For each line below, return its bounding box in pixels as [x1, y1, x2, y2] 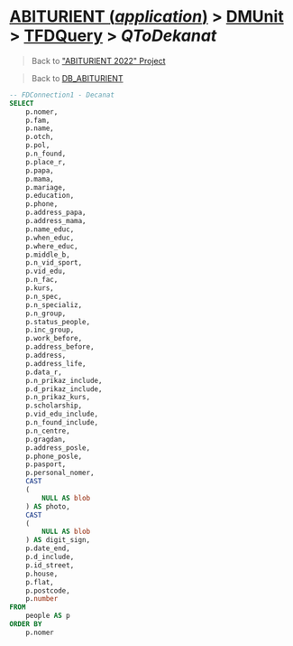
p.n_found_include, [25, 418, 99, 427]
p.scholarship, [25, 401, 83, 410]
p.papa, [25, 165, 54, 175]
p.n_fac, [25, 276, 59, 285]
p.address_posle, [25, 443, 91, 453]
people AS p [25, 612, 70, 621]
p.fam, [25, 116, 50, 125]
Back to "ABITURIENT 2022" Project [31, 55, 166, 66]
